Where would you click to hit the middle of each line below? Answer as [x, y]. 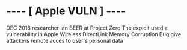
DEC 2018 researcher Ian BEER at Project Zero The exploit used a [87, 28]
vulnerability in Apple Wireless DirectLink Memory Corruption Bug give [94, 34]
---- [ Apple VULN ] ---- [66, 11]
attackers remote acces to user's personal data [65, 40]
